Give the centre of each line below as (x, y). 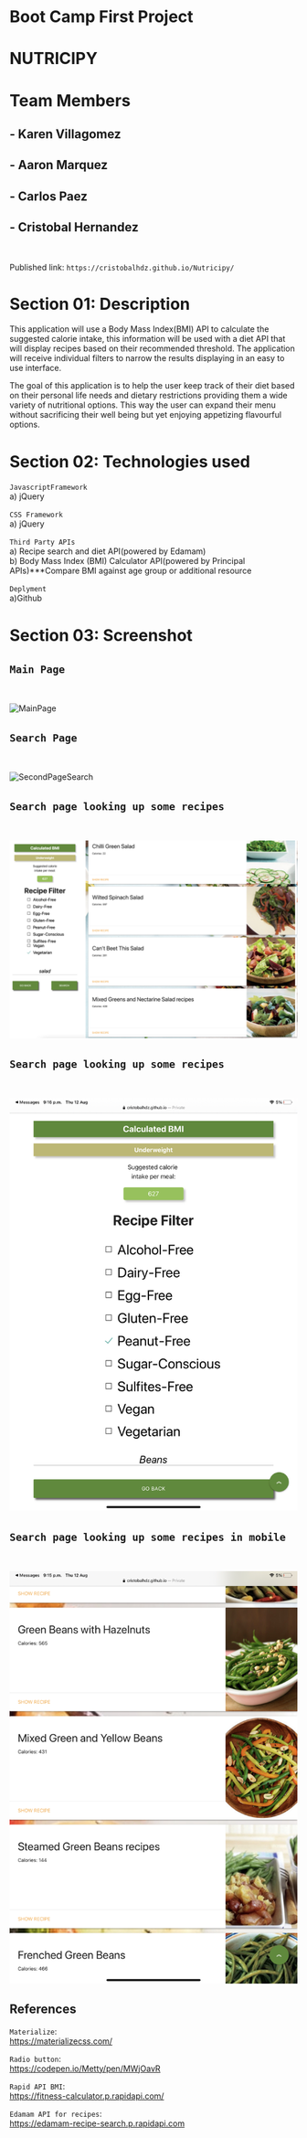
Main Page (37, 669)
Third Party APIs (42, 542)
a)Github (26, 598)
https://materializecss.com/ (61, 2041)
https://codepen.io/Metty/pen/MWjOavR (85, 2069)
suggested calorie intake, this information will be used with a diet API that (148, 339)
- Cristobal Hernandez (74, 227)
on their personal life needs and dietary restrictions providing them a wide (148, 396)
